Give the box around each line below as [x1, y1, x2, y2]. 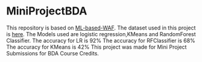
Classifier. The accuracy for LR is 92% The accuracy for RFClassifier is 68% [6, 37, 196, 44]
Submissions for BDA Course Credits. [6, 49, 99, 57]
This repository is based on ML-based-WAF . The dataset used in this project [6, 24, 196, 31]
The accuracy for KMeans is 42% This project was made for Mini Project [6, 43, 187, 51]
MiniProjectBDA [6, 4, 87, 18]
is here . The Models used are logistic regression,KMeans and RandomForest [6, 30, 196, 37]
